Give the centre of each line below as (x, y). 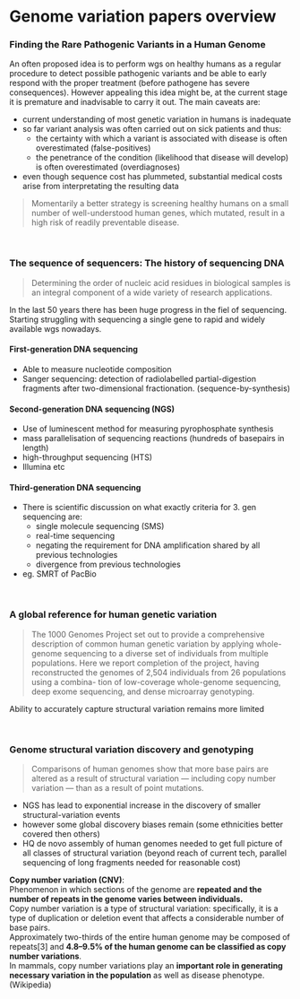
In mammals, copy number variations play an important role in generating (146, 965)
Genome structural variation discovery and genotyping (131, 749)
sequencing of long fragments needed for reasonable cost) (132, 862)
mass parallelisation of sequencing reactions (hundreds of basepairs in (153, 439)
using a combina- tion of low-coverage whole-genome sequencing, (156, 682)
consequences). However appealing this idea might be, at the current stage (149, 92)
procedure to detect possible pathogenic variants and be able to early (138, 74)
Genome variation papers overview (143, 17)
